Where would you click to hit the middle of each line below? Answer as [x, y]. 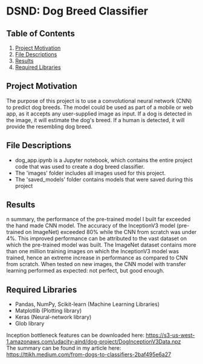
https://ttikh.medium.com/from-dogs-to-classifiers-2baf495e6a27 [89, 354]
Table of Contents [41, 34]
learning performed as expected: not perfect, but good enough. [85, 271]
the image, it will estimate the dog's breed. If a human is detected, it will [95, 120]
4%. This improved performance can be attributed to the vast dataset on [97, 239]
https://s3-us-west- [170, 335]
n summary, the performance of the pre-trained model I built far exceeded [98, 219]
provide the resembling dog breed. [49, 126]
